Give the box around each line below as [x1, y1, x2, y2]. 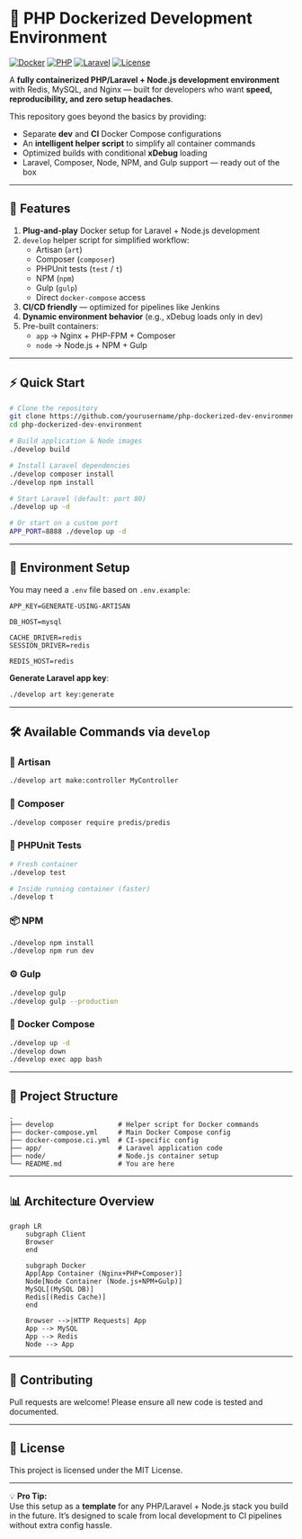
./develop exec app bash [9, 1055, 102, 1064]
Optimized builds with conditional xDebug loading [22, 148, 209, 158]
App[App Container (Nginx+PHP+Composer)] [25, 1268, 182, 1278]
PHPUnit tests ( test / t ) [35, 263, 123, 273]
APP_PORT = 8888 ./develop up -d [9, 527, 127, 536]
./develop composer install [9, 470, 115, 479]
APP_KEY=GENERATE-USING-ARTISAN [9, 602, 130, 611]
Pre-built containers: [22, 320, 99, 331]
